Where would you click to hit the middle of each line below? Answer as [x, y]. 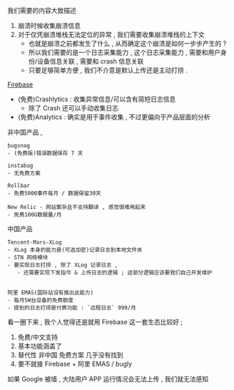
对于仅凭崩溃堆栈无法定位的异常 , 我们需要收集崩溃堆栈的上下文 [111, 35]
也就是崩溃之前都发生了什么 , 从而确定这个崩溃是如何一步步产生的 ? [127, 43]
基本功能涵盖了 [40, 346]
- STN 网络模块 [28, 257]
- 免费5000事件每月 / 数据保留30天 [54, 193]
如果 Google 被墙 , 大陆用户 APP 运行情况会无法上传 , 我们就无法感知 [108, 379]
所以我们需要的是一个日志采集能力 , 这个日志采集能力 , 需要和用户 [124, 52]
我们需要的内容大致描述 [42, 10]
